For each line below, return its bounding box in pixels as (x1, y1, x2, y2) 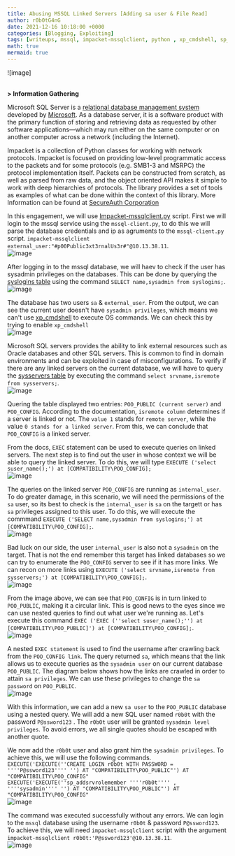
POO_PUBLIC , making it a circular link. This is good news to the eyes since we (7, 601, 225, 609)
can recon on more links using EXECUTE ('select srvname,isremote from (7, 565, 215, 573)
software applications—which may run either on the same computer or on (7, 125, 220, 134)
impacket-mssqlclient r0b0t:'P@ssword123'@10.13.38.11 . (7, 833, 173, 841)
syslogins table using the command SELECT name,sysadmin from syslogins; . (7, 277, 226, 285)
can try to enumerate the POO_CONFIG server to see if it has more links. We (7, 557, 218, 566)
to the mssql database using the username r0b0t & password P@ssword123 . (7, 818, 220, 827)
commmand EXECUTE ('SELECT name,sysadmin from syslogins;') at (7, 515, 203, 523)
